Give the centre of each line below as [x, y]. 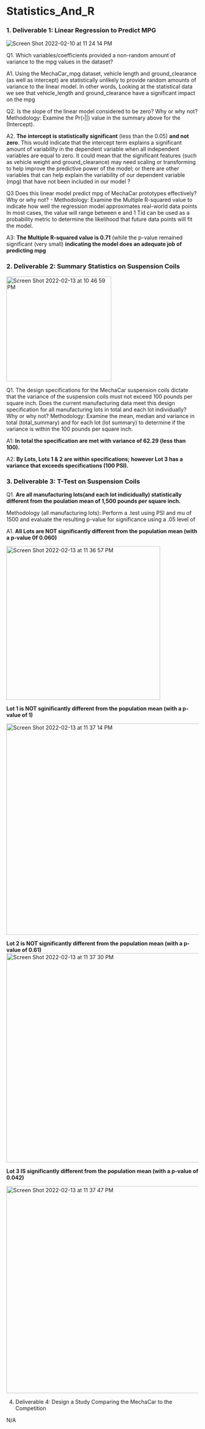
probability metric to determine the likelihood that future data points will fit [99, 219]
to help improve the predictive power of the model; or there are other [93, 168]
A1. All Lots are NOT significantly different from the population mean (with [102, 531]
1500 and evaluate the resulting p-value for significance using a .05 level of [101, 519]
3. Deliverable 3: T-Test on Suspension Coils [73, 481]
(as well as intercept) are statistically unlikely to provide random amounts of [101, 80]
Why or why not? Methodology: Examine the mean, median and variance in [101, 416]
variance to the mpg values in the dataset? [60, 62]
